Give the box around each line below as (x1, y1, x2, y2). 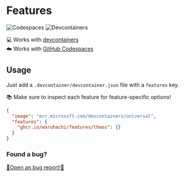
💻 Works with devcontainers (6, 36, 79, 43)
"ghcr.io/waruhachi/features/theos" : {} (17, 124, 121, 131)
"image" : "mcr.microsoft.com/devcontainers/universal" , (12, 113, 156, 119)
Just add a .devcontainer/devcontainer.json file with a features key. (6, 81, 180, 88)
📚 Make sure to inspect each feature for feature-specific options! (6, 93, 172, 100)
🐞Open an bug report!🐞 (6, 164, 65, 171)
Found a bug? (6, 150, 47, 158)
